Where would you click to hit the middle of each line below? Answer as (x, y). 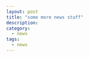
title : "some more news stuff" (45, 17)
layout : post (22, 12)
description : (22, 23)
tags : (13, 39)
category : (18, 28)
